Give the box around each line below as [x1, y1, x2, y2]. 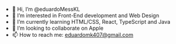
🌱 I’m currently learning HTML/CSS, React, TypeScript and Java [11, 18, 171, 25]
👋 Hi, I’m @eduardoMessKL [11, 6, 80, 12]
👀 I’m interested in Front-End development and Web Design [11, 12, 160, 19]
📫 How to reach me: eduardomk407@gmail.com [11, 32, 134, 38]
